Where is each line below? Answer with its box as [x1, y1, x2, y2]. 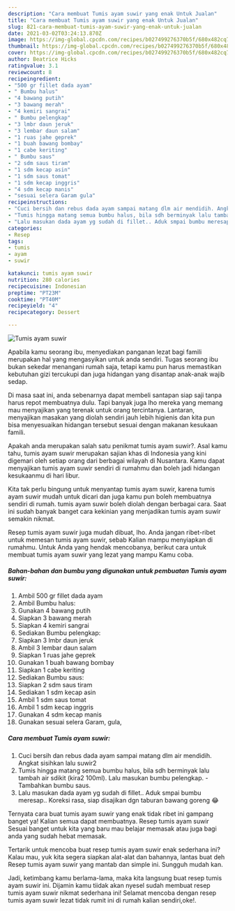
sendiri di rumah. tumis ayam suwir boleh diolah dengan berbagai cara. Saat [8, 500, 227, 508]
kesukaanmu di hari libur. [8, 471, 80, 480]
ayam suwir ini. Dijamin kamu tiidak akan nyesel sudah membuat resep [8, 881, 211, 889]
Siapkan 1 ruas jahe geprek [17, 651, 96, 659]
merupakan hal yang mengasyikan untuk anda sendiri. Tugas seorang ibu [8, 355, 219, 364]
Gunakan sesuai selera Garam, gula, [17, 717, 122, 726]
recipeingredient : [8, 75, 61, 83]
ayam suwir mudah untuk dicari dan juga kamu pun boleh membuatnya [8, 492, 212, 501]
